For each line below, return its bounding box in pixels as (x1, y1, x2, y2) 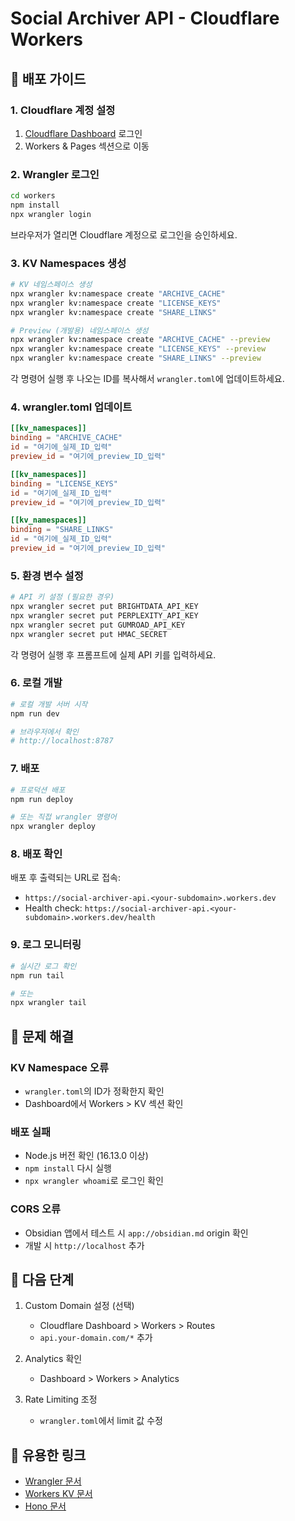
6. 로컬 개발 (10, 676, 63, 690)
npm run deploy (10, 794, 74, 804)
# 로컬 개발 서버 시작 (10, 699, 88, 709)
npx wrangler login (10, 209, 92, 219)
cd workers (10, 191, 56, 201)
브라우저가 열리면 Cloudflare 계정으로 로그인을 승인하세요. (10, 228, 238, 241)
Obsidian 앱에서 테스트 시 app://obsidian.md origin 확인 (24, 1227, 249, 1239)
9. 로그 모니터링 (10, 938, 82, 952)
